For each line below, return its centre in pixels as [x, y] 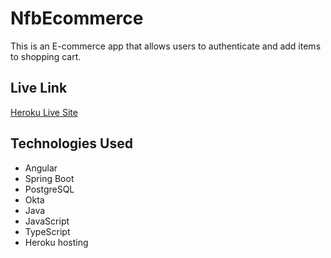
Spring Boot [49, 178]
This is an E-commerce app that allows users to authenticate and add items [166, 46]
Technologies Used [71, 143]
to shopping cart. [46, 56]
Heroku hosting [56, 242]
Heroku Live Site [44, 112]
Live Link [39, 88]
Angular [41, 168]
